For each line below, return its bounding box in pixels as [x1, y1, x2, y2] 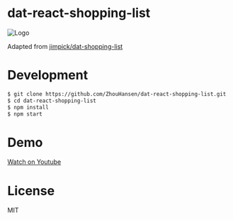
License [7, 182, 55, 199]
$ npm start [7, 110, 42, 118]
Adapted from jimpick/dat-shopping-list [7, 42, 123, 50]
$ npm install [7, 104, 50, 111]
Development [7, 67, 89, 83]
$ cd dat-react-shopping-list [7, 97, 97, 104]
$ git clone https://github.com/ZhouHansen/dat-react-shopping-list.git [7, 90, 227, 97]
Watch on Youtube [7, 158, 62, 166]
